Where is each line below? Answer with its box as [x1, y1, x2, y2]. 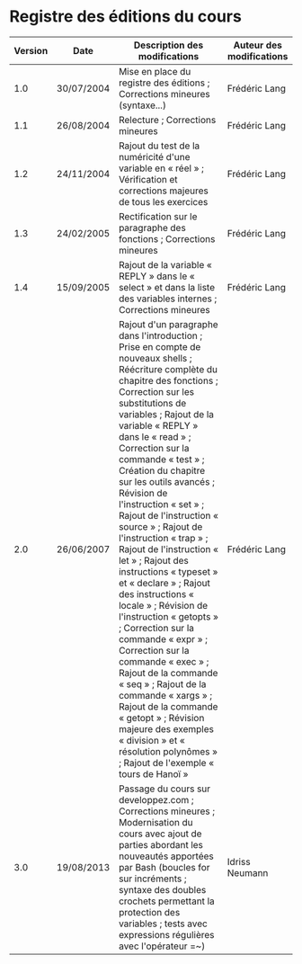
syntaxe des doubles [118, 883, 207, 896]
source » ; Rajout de [118, 520, 203, 532]
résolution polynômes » [118, 745, 218, 757]
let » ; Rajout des [118, 554, 189, 567]
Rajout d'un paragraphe [118, 317, 218, 330]
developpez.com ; [118, 793, 195, 806]
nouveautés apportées [118, 850, 214, 862]
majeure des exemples [118, 722, 214, 735]
